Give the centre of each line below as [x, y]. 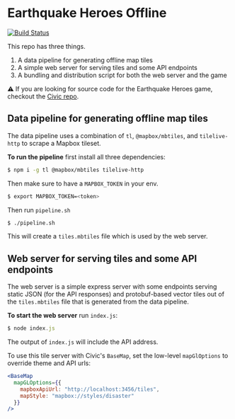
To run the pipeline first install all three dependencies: [86, 156]
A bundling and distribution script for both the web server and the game [122, 75]
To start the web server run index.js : [63, 316]
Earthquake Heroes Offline [87, 13]
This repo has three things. [47, 46]
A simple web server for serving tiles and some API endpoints [108, 67]
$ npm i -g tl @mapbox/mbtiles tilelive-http [75, 170]
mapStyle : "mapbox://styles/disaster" [77, 396]
